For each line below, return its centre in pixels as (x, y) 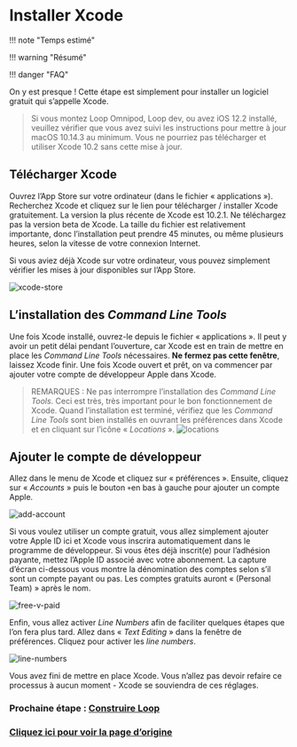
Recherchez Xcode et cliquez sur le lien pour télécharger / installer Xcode (144, 205)
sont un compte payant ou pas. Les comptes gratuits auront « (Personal (140, 579)
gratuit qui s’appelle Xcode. (59, 101)
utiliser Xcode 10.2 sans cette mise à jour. (107, 147)
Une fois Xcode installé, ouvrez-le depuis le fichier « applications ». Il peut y (148, 336)
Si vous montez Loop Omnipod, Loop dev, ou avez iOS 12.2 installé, (154, 118)
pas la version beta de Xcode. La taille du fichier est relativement (128, 224)
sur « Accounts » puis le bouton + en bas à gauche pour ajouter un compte (145, 488)
